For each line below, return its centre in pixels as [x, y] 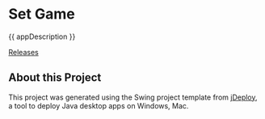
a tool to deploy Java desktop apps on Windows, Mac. [99, 105]
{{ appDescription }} [42, 36]
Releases [23, 52]
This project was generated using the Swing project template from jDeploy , [133, 97]
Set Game [42, 14]
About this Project [55, 78]
